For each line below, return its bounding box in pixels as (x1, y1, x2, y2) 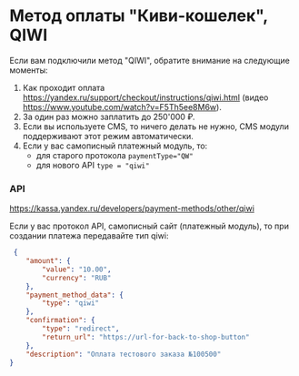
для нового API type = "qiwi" (35, 159, 150, 170)
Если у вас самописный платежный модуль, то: (22, 140, 208, 151)
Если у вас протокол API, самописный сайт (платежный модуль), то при (9, 220, 289, 232)
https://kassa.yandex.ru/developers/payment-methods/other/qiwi (9, 203, 254, 214)
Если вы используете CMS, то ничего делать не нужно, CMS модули (22, 120, 289, 132)
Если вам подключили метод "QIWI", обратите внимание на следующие (9, 55, 291, 66)
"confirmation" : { (25, 316, 95, 325)
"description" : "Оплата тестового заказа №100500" (25, 350, 222, 359)
